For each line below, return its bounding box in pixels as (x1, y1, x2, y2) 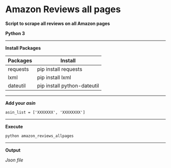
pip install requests (37, 65, 82, 72)
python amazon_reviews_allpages (5, 133, 74, 138)
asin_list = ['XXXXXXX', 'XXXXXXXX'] (5, 109, 85, 115)
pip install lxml (37, 74, 71, 81)
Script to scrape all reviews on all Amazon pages (5, 20, 110, 26)
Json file (5, 157, 24, 163)
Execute (5, 123, 23, 129)
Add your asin (5, 100, 36, 106)
